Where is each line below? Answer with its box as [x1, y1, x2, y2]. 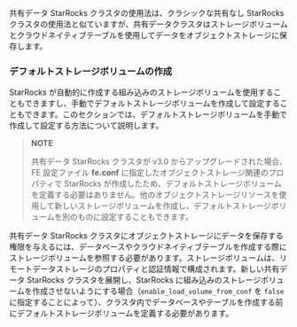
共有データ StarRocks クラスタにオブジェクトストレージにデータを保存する [9, 230, 284, 241]
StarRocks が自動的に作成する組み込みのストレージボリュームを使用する [9, 87, 274, 97]
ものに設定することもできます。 [77, 212, 193, 222]
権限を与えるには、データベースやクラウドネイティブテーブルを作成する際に [9, 242, 287, 253]
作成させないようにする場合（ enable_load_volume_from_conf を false [32, 286, 285, 297]
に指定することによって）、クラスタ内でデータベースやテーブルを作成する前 [9, 297, 284, 308]
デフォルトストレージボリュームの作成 [9, 65, 173, 77]
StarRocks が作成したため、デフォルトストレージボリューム [63, 178, 282, 189]
